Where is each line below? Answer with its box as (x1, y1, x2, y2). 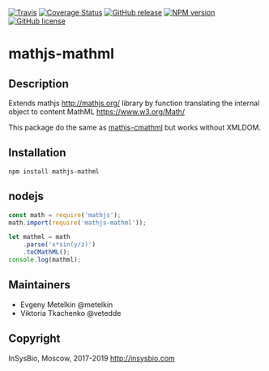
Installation (8, 146, 66, 160)
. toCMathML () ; (23, 248, 70, 257)
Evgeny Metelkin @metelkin (19, 300, 113, 309)
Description (8, 77, 69, 91)
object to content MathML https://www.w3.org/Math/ (8, 107, 185, 117)
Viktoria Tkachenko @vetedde (19, 308, 122, 318)
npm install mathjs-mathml (8, 167, 100, 176)
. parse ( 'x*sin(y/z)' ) (23, 241, 96, 249)
